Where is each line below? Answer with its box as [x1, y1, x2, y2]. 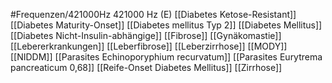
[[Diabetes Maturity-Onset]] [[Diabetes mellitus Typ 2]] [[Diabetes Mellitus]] [10, 19, 323, 31]
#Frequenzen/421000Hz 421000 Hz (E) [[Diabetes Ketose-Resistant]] [10, 9, 297, 20]
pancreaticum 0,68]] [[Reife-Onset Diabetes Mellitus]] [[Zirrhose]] [10, 62, 283, 73]
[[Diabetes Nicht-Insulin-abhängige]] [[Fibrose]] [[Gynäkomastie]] [10, 30, 282, 41]
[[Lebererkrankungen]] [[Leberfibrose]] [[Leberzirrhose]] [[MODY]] [10, 40, 288, 52]
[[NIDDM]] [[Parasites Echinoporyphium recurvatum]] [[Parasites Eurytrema [10, 51, 323, 63]
